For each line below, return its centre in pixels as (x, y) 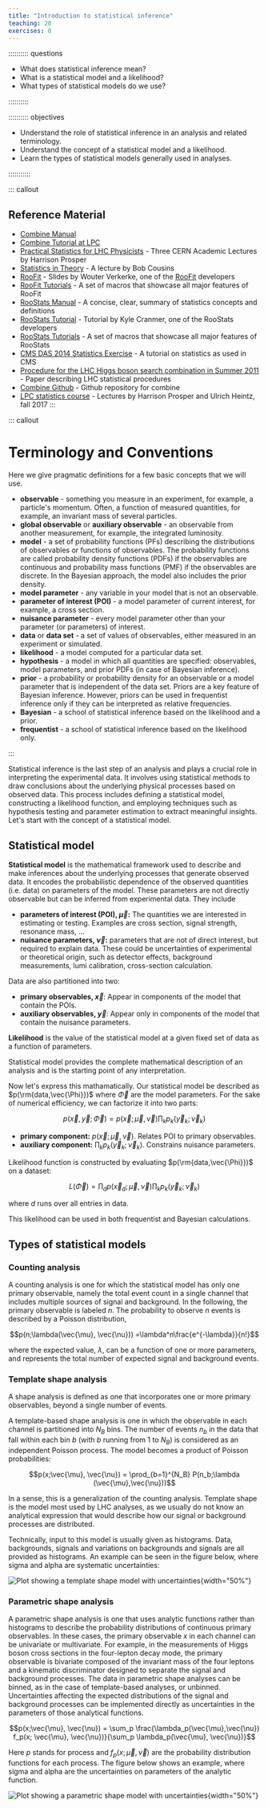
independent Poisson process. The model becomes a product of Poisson (128, 1450)
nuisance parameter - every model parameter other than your (122, 618)
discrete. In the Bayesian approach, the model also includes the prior (133, 576)
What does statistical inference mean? (83, 69)
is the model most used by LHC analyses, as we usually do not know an (126, 1507)
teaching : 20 (30, 23)
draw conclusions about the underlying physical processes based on (122, 786)
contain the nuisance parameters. (75, 1022)
